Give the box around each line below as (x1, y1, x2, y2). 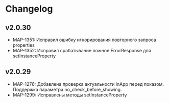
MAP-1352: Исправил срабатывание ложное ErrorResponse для (12, 48, 152, 53)
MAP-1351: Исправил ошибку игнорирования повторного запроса (12, 37, 157, 43)
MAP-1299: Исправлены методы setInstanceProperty (12, 92, 127, 98)
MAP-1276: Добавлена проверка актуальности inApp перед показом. (12, 81, 164, 87)
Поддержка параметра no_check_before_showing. (12, 86, 122, 92)
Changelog (5, 3, 53, 15)
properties (12, 42, 35, 48)
